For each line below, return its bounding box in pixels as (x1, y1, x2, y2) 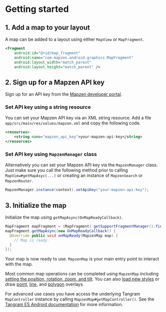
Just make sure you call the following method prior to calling (5, 167, 128, 173)
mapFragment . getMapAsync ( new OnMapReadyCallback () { (5, 228, 116, 234)
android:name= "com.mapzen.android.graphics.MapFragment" (14, 55, 134, 60)
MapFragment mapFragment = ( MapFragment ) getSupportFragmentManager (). (5, 224, 156, 229)
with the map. (5, 261, 33, 267)
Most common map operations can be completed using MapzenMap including (5, 271, 159, 277)
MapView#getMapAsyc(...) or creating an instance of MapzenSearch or (5, 173, 143, 179)
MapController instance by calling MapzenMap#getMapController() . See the (5, 296, 155, 302)
